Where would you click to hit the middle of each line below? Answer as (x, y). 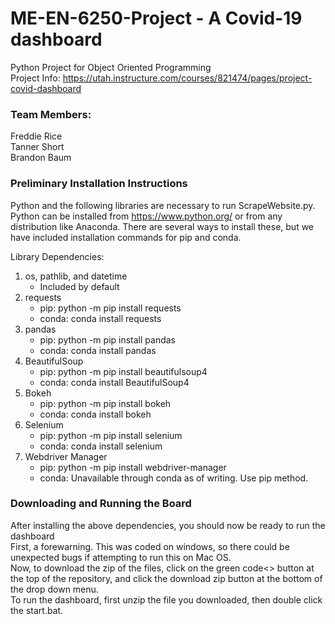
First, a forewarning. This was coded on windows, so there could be (150, 546)
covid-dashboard (46, 88)
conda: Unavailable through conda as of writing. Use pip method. (174, 478)
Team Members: (51, 114)
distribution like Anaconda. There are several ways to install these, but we (162, 226)
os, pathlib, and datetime (76, 276)
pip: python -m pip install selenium (111, 435)
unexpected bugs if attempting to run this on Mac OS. (121, 557)
